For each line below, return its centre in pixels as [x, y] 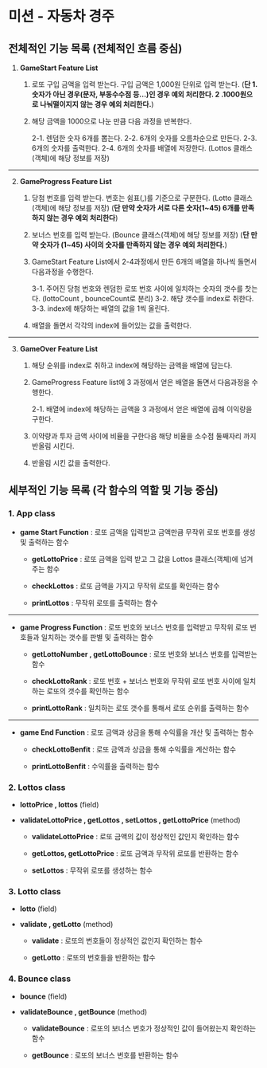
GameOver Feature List [58, 349]
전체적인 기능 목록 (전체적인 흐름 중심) [95, 48]
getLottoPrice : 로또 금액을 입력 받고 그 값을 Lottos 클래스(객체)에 [135, 559]
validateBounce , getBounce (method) [83, 1011]
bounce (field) [43, 996]
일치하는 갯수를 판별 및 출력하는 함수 [97, 637]
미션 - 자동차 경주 [62, 16]
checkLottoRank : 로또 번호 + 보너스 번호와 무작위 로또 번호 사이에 [136, 681]
